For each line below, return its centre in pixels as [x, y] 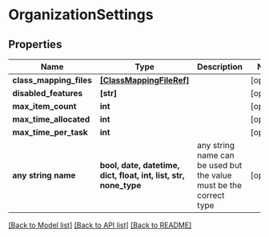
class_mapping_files [52, 80]
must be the [220, 185]
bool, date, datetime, [140, 165]
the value [215, 175]
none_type [120, 185]
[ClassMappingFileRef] [145, 80]
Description [220, 67]
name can [216, 155]
